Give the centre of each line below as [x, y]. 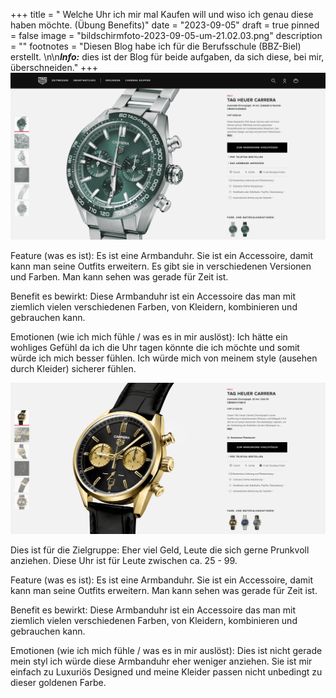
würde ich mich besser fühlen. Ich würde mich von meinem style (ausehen [164, 358]
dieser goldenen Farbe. [58, 683]
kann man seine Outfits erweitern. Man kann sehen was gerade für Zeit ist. [164, 591]
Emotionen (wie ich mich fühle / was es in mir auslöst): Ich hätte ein [149, 336]
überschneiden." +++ [54, 67]
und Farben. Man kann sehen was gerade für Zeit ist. [119, 276]
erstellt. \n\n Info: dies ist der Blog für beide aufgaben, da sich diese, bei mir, [167, 57]
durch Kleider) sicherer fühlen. [73, 368]
